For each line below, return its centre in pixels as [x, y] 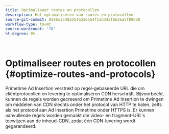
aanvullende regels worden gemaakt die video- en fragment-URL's [75, 115]
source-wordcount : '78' [31, 29]
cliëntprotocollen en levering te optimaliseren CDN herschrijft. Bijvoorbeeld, [85, 93]
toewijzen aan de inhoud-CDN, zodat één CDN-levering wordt [70, 121]
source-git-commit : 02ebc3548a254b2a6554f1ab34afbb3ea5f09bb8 [73, 19]
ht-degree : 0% [20, 34]
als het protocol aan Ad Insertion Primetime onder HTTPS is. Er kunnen [80, 110]
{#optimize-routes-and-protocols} [80, 74]
